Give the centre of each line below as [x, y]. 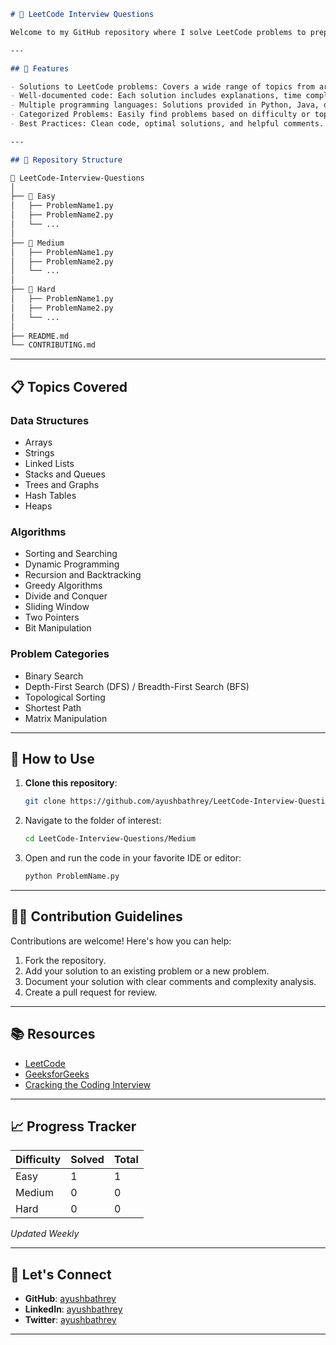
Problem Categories [60, 654]
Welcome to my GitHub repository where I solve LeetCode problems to [158, 32]
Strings [39, 452]
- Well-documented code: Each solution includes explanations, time [156, 96]
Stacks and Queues [65, 474]
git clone [45, 801]
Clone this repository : [71, 783]
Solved [87, 1160]
